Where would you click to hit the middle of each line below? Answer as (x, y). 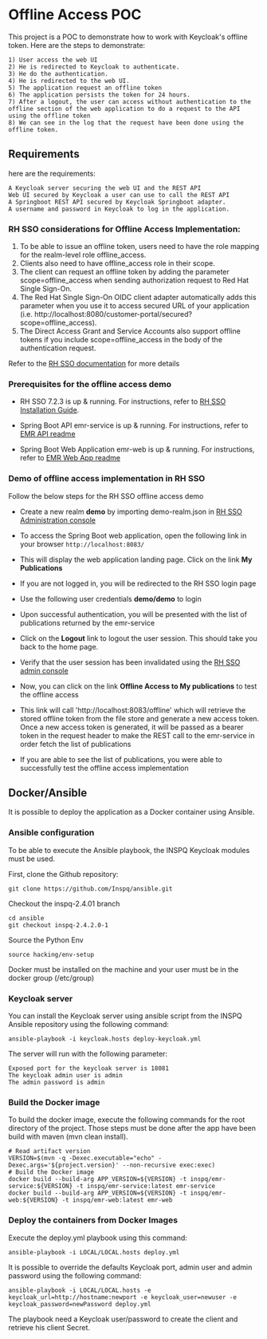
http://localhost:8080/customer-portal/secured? (114, 314)
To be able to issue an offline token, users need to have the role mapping (139, 247)
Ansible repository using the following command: (89, 1025)
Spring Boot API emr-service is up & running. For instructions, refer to (134, 425)
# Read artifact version (49, 1151)
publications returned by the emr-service (87, 622)
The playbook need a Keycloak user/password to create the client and (123, 1319)
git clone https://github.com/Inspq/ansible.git (90, 889)
